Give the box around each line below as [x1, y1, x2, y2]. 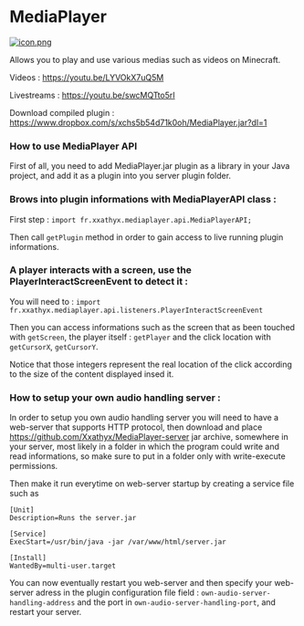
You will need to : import [9, 296, 101, 307]
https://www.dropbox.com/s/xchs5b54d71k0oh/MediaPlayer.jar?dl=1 [9, 117, 267, 128]
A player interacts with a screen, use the [9, 264, 192, 276]
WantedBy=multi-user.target [9, 561, 117, 571]
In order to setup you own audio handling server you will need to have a [9, 412, 279, 423]
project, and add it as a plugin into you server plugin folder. [9, 171, 231, 182]
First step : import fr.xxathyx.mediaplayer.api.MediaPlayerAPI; [9, 214, 253, 224]
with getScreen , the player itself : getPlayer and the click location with [9, 331, 271, 342]
